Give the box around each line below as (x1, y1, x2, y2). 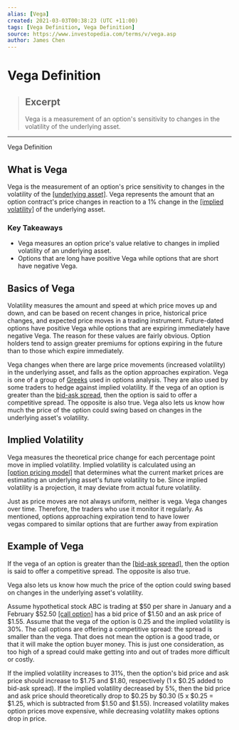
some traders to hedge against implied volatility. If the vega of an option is (7, 383, 225, 392)
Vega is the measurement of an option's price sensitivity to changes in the (7, 182, 225, 191)
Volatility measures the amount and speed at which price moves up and (7, 301, 217, 310)
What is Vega (7, 163, 68, 175)
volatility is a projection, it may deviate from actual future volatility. (7, 483, 201, 491)
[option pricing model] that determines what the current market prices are (7, 468, 224, 476)
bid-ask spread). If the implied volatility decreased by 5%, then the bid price (7, 684, 231, 692)
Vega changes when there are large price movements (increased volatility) (7, 360, 226, 369)
